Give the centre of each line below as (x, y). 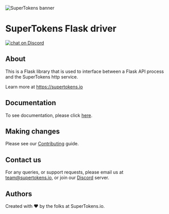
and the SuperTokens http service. (42, 76)
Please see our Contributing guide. (42, 144)
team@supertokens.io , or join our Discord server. (57, 178)
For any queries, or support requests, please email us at (64, 172)
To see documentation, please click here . (49, 115)
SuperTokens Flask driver (61, 29)
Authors (19, 194)
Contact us (23, 160)
